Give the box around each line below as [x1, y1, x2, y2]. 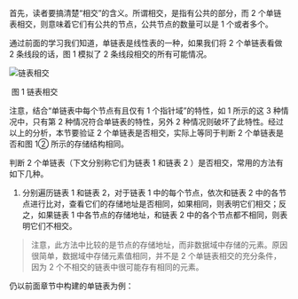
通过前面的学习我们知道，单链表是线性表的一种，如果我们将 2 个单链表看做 [9, 38, 283, 48]
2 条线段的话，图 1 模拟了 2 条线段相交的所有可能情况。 [9, 49, 212, 59]
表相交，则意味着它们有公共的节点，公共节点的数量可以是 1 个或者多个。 [9, 19, 273, 29]
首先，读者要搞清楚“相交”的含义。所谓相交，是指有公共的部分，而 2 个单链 [9, 8, 282, 18]
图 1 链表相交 [11, 87, 59, 97]
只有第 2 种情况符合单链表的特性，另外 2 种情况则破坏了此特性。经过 [32, 116, 284, 127]
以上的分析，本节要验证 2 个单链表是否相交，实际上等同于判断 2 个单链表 [9, 128, 277, 138]
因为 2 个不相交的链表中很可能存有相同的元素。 [30, 262, 204, 272]
